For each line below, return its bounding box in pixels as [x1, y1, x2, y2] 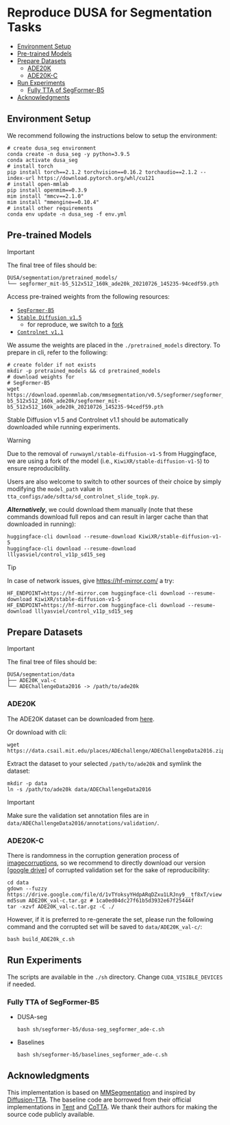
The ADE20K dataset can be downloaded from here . [7, 714, 155, 723]
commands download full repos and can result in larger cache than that [7, 512, 209, 521]
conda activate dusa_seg [7, 157, 78, 163]
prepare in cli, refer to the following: [7, 348, 108, 356]
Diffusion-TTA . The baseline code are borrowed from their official [7, 1095, 192, 1104]
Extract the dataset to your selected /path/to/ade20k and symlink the [7, 759, 202, 767]
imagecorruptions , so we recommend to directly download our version [7, 859, 206, 867]
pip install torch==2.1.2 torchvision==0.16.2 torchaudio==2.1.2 [7, 168, 197, 176]
